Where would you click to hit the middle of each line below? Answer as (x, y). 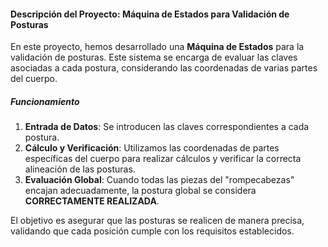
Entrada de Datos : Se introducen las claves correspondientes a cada (167, 127)
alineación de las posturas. (80, 169)
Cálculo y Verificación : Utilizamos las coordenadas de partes (152, 148)
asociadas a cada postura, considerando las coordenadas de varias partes (164, 68)
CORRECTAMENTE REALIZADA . (92, 201)
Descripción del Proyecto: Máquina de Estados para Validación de (150, 14)
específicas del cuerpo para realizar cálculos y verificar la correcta (163, 159)
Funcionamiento (45, 101)
